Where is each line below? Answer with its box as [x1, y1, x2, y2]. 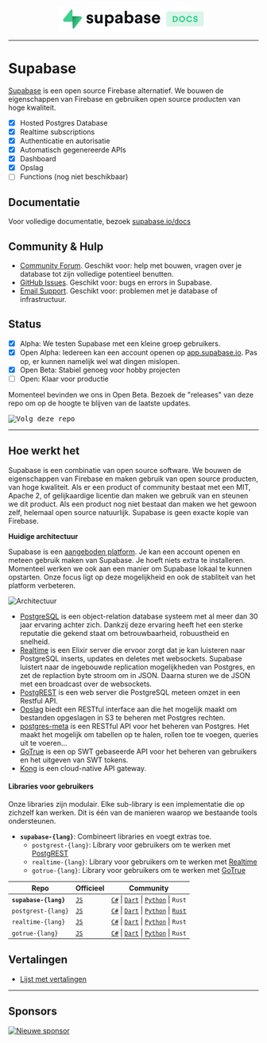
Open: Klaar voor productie [19, 374, 109, 383]
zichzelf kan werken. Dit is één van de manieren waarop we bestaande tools [8, 808, 258, 817]
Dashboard [19, 154, 56, 164]
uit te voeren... [19, 738, 68, 747]
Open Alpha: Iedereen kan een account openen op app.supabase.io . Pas [19, 347, 258, 357]
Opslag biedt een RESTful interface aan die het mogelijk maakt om [19, 704, 238, 714]
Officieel [75, 883, 105, 893]
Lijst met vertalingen [19, 974, 87, 983]
